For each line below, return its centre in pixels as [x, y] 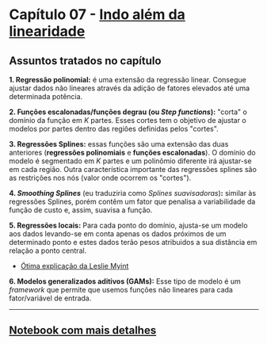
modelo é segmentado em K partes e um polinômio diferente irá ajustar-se [130, 161]
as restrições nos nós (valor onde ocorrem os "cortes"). [100, 178]
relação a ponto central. [48, 250]
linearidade [47, 31]
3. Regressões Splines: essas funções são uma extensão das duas [119, 144]
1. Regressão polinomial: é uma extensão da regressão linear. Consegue [128, 80]
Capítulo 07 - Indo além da [97, 15]
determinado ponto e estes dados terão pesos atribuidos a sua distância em [133, 242]
